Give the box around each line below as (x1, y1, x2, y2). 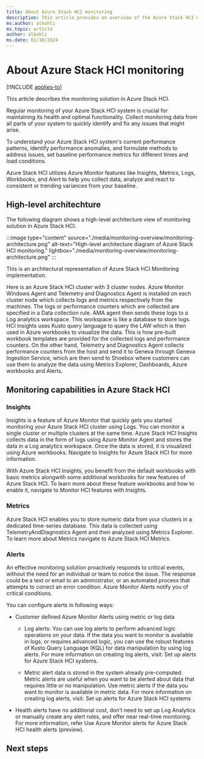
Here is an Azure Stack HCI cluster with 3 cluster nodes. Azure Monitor (6, 283, 184, 290)
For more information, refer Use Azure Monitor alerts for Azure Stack (15, 720, 187, 727)
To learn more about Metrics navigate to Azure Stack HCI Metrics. (6, 535, 171, 542)
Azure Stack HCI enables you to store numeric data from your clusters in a (6, 516, 192, 523)
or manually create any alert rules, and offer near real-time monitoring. (15, 713, 192, 720)
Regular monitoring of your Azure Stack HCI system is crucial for (6, 107, 168, 114)
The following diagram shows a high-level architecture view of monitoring (6, 216, 191, 223)
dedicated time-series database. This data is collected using (6, 522, 158, 529)
